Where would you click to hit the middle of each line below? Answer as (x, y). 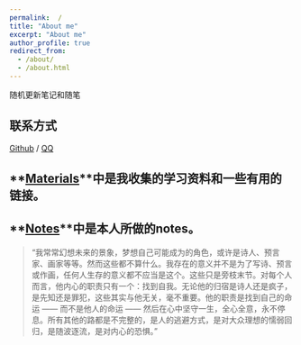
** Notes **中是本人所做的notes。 (105, 229)
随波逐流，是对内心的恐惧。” (106, 331)
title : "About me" (44, 26)
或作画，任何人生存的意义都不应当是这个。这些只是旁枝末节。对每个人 (162, 275)
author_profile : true (50, 43)
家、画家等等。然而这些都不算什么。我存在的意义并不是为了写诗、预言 (162, 263)
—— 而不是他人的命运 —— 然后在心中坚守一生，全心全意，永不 (160, 308)
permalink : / (36, 18)
